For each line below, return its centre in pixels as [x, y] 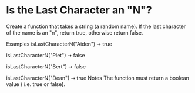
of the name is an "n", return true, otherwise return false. [75, 32]
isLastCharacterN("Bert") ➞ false [46, 66]
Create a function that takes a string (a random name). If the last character [96, 26]
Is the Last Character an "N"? [79, 10]
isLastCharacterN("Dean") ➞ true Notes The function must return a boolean [98, 78]
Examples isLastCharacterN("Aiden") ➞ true [59, 44]
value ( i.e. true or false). [36, 84]
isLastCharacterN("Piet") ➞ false [46, 55]
